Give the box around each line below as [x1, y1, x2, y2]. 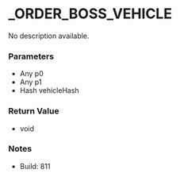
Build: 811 [19, 161, 51, 171]
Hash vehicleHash [19, 86, 79, 95]
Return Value [8, 106, 59, 117]
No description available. [8, 31, 90, 40]
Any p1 [19, 77, 42, 87]
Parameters [8, 51, 54, 62]
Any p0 [19, 69, 44, 79]
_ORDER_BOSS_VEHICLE [8, 5, 173, 23]
